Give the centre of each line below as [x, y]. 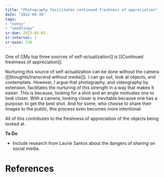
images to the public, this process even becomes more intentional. [73, 108]
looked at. [15, 123]
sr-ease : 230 [19, 42]
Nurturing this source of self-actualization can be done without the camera [82, 71]
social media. [26, 148]
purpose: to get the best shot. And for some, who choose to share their [78, 103]
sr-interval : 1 [21, 38]
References [29, 168]
